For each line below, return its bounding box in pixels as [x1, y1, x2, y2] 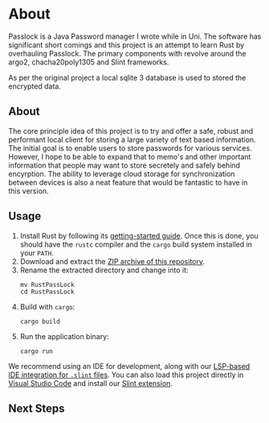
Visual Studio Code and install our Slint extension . [8, 378, 173, 388]
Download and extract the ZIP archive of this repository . [19, 256, 206, 266]
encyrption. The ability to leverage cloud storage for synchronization [8, 168, 235, 178]
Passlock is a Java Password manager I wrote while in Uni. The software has [8, 31, 262, 41]
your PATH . [19, 247, 54, 258]
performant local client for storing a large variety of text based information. [8, 135, 256, 144]
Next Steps [8, 401, 65, 415]
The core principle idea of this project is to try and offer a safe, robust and [8, 126, 254, 135]
